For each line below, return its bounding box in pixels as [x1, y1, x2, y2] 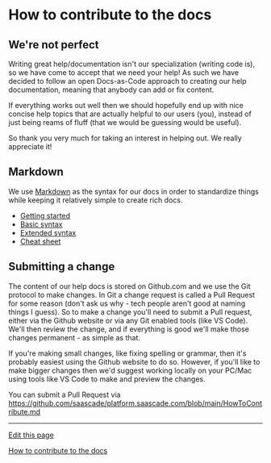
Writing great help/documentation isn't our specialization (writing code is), [8, 59, 256, 69]
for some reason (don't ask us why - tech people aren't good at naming [8, 298, 246, 308]
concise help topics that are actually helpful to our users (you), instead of [8, 109, 252, 119]
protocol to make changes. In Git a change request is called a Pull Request [8, 290, 256, 299]
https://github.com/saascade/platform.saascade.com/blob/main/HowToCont [8, 398, 263, 408]
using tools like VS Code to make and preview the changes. [8, 373, 206, 384]
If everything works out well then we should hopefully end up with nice [8, 101, 244, 110]
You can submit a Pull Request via [8, 390, 121, 399]
